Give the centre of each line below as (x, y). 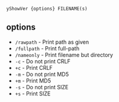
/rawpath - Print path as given (52, 42)
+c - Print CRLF (34, 67)
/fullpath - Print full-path (47, 48)
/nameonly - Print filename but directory (64, 55)
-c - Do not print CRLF (43, 61)
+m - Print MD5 (33, 80)
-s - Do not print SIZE (42, 87)
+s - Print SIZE (33, 93)
